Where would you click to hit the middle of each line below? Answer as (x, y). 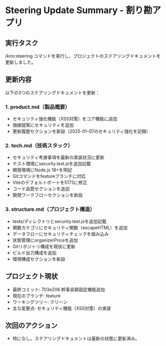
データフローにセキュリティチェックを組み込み (60, 234)
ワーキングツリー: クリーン (40, 302)
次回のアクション (31, 325)
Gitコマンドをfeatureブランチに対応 (49, 176)
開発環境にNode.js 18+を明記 (42, 170)
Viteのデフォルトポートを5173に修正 (50, 183)
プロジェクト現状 (31, 276)
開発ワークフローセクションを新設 (47, 195)
